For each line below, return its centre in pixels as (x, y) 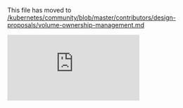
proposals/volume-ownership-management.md (76, 25)
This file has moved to (39, 10)
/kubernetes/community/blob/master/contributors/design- (91, 18)
